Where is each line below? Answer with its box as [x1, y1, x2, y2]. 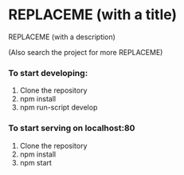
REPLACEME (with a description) [8, 32, 115, 42]
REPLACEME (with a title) [8, 6, 178, 24]
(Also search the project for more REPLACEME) [8, 47, 163, 57]
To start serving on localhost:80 [8, 122, 135, 133]
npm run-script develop [19, 102, 98, 113]
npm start [19, 157, 52, 167]
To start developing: [8, 67, 88, 78]
